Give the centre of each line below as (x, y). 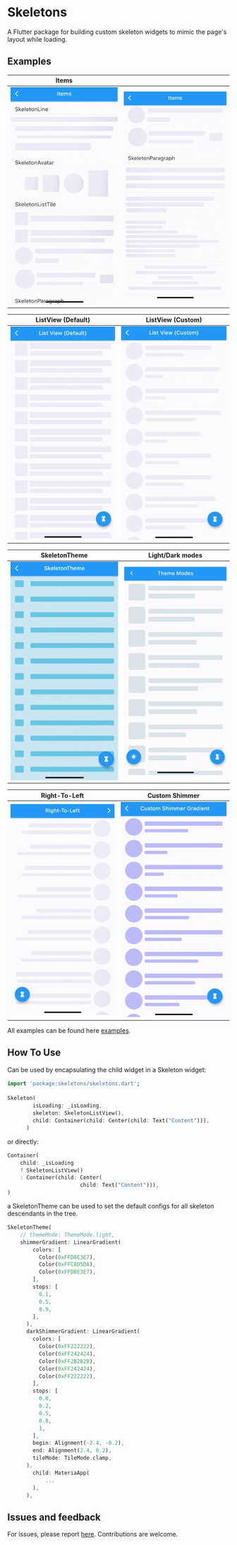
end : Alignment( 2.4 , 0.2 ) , (72, 1450)
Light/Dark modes (175, 555)
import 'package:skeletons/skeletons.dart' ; (74, 1084)
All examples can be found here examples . (69, 1030)
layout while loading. (37, 39)
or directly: (23, 1141)
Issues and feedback (54, 1517)
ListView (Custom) (174, 320)
